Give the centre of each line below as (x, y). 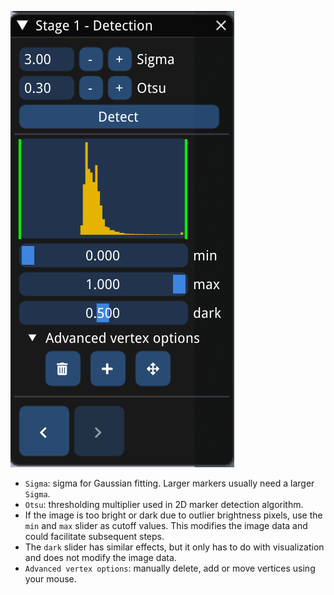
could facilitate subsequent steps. (94, 536)
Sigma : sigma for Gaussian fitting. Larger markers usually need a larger (169, 483)
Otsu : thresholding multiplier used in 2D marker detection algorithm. (164, 504)
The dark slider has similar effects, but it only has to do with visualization (174, 547)
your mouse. (50, 579)
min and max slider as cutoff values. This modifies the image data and (166, 525)
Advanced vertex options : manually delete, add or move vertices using (170, 568)
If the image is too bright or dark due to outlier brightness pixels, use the (173, 515)
